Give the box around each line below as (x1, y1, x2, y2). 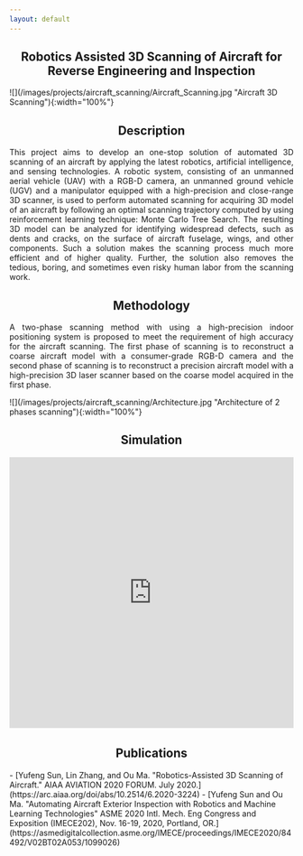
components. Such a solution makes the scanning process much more (9, 243, 294, 254)
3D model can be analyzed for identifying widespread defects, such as (9, 224, 294, 235)
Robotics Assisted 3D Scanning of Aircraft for (21, 50, 282, 65)
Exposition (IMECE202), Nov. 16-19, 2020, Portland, (9, 817, 201, 828)
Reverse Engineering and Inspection (47, 63, 256, 79)
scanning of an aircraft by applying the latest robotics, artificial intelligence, (9, 156, 294, 167)
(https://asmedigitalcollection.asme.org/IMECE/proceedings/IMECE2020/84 (9, 827, 291, 838)
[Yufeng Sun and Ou (207, 788, 284, 799)
